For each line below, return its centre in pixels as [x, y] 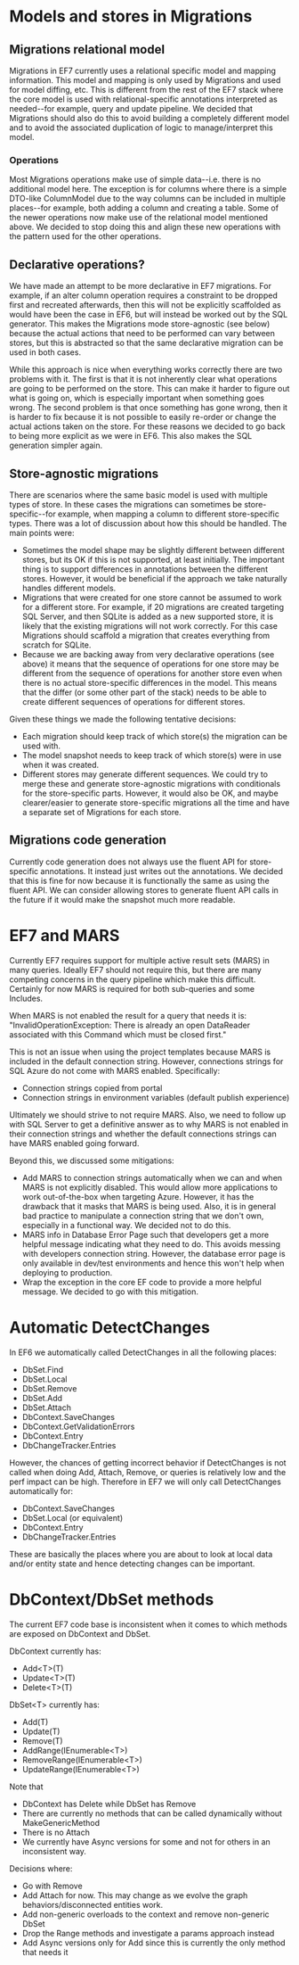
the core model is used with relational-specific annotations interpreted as [143, 99]
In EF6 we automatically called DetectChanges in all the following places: [143, 1352]
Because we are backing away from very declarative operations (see [148, 654]
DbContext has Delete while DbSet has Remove [109, 1804]
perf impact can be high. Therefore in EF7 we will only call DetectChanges [145, 1482]
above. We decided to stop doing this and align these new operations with [145, 227]
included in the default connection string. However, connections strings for [146, 1061]
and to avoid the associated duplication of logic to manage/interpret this [141, 128]
